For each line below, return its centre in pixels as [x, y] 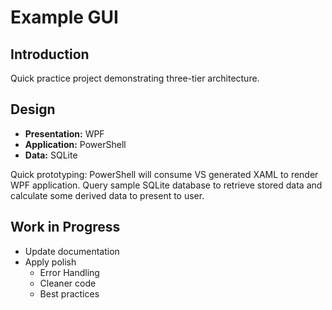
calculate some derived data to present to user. [107, 195]
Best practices [69, 293]
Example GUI [64, 17]
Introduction [50, 54]
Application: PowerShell [75, 144]
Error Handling [69, 272]
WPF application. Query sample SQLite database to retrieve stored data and [166, 185]
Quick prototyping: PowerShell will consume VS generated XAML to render [164, 174]
